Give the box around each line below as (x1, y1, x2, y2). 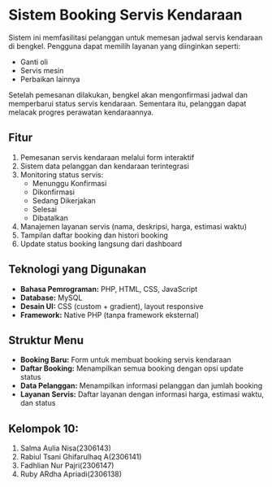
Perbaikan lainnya (19, 74, 80, 84)
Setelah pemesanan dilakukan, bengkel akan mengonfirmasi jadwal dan (8, 89, 248, 99)
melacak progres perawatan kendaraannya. (8, 107, 154, 117)
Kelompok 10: (8, 421, 80, 436)
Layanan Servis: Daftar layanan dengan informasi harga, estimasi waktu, (19, 389, 265, 399)
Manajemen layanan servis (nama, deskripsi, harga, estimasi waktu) (19, 221, 248, 231)
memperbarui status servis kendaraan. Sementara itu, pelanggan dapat (8, 98, 247, 108)
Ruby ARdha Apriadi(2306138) (19, 469, 123, 479)
